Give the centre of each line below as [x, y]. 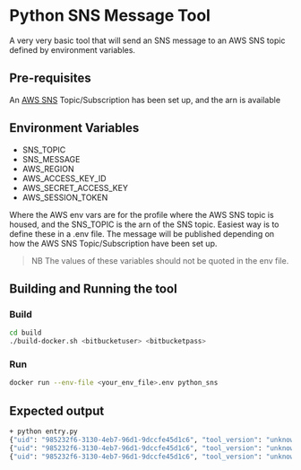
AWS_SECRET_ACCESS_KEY [75, 187]
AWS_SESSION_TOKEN [65, 197]
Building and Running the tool [93, 288]
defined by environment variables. [73, 49]
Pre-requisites [50, 78]
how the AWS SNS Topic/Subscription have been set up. [113, 243]
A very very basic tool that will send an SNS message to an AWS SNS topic [147, 40]
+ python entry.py [43, 431]
